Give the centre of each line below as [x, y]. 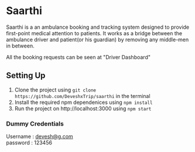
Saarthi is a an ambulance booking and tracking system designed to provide [98, 27]
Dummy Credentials [35, 123]
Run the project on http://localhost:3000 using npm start [83, 108]
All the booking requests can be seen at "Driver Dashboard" [78, 57]
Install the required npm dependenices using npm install [83, 102]
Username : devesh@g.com [40, 137]
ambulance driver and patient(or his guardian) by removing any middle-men [97, 39]
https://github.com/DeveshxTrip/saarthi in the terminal [82, 96]
